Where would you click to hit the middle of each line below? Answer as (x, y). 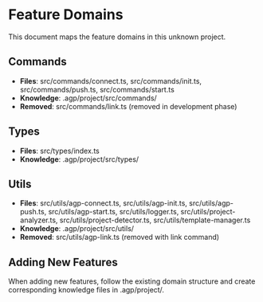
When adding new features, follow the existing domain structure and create (132, 281)
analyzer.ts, (39, 220)
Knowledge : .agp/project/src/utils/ (77, 229)
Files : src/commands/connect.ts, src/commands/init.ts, (110, 80)
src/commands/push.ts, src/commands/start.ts (97, 89)
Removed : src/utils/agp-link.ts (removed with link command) (120, 237)
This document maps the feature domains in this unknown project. (117, 37)
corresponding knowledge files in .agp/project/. (86, 290)
